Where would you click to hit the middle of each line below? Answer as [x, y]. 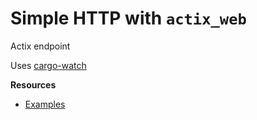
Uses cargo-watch [48, 65]
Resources [33, 84]
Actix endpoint [40, 46]
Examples [45, 104]
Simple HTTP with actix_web [128, 18]
